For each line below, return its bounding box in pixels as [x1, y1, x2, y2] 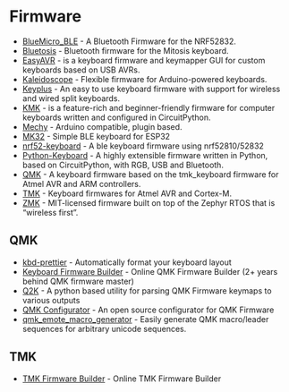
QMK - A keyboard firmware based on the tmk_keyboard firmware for [21, 168, 279, 180]
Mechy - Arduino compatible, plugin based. [21, 121, 183, 132]
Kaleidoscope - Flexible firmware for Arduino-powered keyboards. [21, 73, 268, 84]
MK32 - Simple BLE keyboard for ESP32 [21, 131, 171, 141]
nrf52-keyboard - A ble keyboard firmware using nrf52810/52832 [21, 141, 264, 151]
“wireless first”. [21, 207, 79, 217]
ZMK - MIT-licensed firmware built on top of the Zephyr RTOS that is [21, 197, 276, 208]
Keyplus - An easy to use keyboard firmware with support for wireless [21, 83, 281, 94]
